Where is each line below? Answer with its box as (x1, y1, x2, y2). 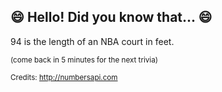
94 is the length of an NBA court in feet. (10, 35, 175, 47)
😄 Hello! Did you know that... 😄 (10, 9, 213, 26)
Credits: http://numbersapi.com (10, 72, 118, 82)
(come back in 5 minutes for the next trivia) (10, 55, 158, 65)
